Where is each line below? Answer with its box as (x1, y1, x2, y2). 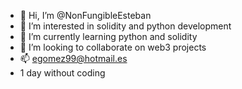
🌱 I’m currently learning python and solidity (19, 31, 198, 42)
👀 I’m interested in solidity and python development (19, 20, 232, 32)
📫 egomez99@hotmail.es (19, 53, 128, 64)
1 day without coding (19, 67, 106, 79)
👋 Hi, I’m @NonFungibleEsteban (19, 10, 152, 21)
